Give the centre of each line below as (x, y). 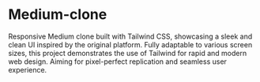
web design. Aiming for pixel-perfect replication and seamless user (118, 61)
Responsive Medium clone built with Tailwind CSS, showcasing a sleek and (130, 36)
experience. (28, 69)
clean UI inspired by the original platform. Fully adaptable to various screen (130, 44)
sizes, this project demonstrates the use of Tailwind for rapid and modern (128, 53)
